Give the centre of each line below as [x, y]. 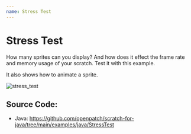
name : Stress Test [29, 11]
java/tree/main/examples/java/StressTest [64, 125]
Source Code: [32, 104]
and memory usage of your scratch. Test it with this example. [81, 63]
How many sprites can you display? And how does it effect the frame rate [96, 57]
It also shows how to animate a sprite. [52, 75]
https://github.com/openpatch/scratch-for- [82, 119]
